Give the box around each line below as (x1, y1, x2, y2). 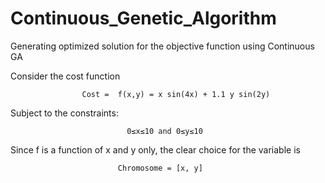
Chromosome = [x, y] (117, 163, 203, 173)
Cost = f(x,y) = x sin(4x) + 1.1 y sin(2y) (81, 89, 271, 99)
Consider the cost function (10, 70, 121, 82)
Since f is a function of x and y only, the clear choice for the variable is (10, 143, 301, 156)
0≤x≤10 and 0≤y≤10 (126, 126, 203, 136)
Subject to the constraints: (10, 107, 119, 119)
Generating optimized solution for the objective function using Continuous (10, 40, 315, 52)
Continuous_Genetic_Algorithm (10, 7, 277, 30)
